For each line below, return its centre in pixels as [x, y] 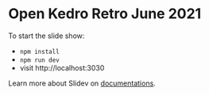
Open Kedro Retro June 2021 [105, 14]
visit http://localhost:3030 [62, 67]
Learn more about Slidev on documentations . [82, 83]
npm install [39, 51]
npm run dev [39, 60]
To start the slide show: [46, 36]
